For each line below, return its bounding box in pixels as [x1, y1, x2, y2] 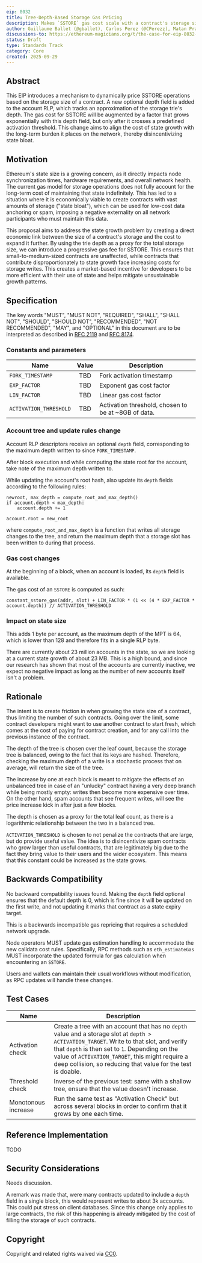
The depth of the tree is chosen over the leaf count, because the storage [6, 745, 186, 752]
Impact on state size [6, 616, 67, 625]
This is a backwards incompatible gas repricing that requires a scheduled [6, 921, 188, 928]
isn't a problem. [6, 674, 45, 681]
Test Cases [6, 994, 49, 1004]
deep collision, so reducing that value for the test [54, 1059, 192, 1068]
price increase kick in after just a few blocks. [6, 801, 117, 808]
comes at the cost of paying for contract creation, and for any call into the [6, 727, 189, 734]
